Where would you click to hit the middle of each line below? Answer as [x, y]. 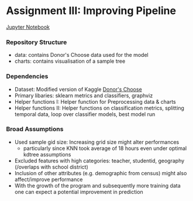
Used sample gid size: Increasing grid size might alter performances [97, 142]
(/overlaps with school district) [51, 167]
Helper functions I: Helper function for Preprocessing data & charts [95, 101]
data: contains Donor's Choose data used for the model [81, 55]
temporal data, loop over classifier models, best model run [85, 114]
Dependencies [27, 76]
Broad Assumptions [35, 129]
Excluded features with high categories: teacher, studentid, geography [99, 161]
